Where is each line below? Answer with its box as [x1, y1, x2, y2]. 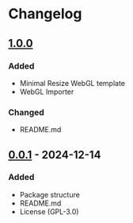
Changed [8, 107, 45, 118]
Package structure [19, 190, 81, 199]
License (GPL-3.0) [19, 206, 79, 216]
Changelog [8, 5, 82, 23]
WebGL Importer [19, 87, 74, 96]
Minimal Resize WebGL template [19, 78, 125, 88]
